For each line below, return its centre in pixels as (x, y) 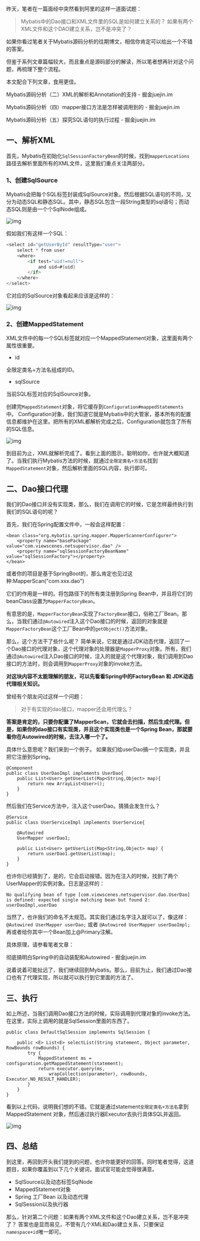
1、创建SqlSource (32, 180)
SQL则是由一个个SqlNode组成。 (51, 209)
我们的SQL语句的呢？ (32, 512)
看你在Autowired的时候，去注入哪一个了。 (59, 737)
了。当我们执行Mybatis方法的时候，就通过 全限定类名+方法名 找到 (82, 461)
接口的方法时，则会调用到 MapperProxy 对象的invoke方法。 (76, 664)
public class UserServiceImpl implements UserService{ (76, 823)
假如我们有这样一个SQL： (37, 234)
